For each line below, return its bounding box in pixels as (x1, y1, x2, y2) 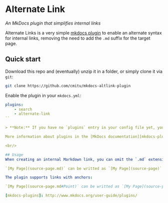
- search (14, 107, 32, 112)
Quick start (5, 55, 41, 64)
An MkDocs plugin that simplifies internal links (5, 20, 101, 26)
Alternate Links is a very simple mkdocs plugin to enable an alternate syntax (5, 30, 162, 36)
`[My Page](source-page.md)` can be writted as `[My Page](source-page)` (5, 166, 162, 171)
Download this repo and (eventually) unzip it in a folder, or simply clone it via (5, 68, 162, 74)
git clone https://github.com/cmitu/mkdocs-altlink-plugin (5, 83, 131, 88)
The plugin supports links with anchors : (5, 175, 93, 180)
